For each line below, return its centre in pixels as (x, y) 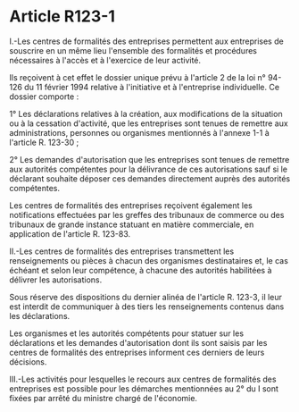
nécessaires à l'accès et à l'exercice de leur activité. (105, 60)
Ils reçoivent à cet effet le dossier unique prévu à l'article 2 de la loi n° (137, 77)
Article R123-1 (62, 17)
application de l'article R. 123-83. (70, 233)
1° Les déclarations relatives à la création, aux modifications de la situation (146, 114)
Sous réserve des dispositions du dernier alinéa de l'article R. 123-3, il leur (146, 297)
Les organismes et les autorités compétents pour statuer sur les (126, 333)
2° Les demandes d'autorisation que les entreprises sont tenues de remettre (149, 159)
